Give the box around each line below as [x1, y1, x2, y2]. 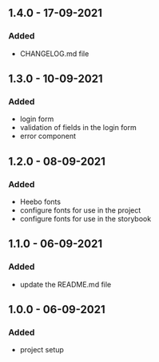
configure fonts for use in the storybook [19, 214, 152, 224]
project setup [19, 345, 64, 355]
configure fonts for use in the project [19, 205, 141, 215]
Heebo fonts [19, 197, 62, 207]
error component [19, 132, 76, 141]
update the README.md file [19, 279, 112, 289]
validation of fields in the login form [19, 123, 137, 132]
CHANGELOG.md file [19, 48, 89, 59]
